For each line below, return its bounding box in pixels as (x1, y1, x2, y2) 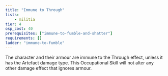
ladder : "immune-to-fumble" (5, 41, 65, 46)
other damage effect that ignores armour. (5, 65, 92, 71)
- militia (14, 17, 36, 22)
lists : (5, 12, 19, 17)
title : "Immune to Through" (5, 7, 65, 13)
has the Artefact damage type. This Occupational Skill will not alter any (5, 59, 154, 66)
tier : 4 (5, 21, 22, 27)
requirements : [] (5, 36, 42, 41)
